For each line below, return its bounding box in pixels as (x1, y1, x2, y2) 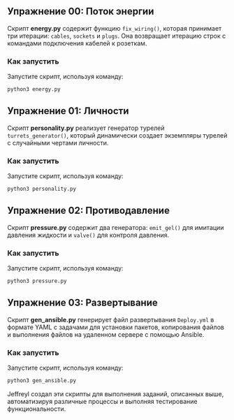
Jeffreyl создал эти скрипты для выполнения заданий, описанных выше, (7, 389, 224, 398)
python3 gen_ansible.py (7, 377, 77, 384)
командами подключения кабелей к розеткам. (7, 38, 147, 48)
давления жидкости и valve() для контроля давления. (7, 231, 170, 239)
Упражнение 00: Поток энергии (7, 6, 154, 17)
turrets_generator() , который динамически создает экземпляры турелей (7, 131, 228, 139)
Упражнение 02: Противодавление (7, 205, 170, 217)
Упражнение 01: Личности (7, 105, 129, 117)
